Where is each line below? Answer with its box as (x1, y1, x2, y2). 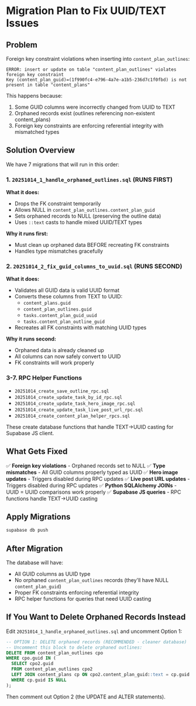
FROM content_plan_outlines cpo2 (11, 666, 93, 672)
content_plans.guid (23, 300, 71, 306)
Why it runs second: (6, 335, 57, 343)
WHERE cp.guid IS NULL (11, 677, 67, 683)
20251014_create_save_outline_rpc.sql (14, 388, 109, 394)
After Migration (6, 543, 63, 553)
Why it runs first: (6, 230, 49, 237)
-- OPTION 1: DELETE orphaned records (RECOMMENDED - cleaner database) (6, 639, 187, 645)
